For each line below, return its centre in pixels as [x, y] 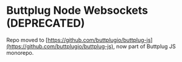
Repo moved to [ [27, 40]
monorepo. [20, 52]
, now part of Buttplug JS [145, 46]
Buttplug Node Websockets [77, 11]
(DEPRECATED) [46, 23]
